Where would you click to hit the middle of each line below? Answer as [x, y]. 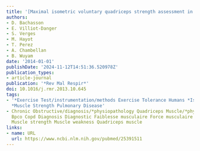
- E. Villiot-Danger [32, 28]
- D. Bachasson [25, 23]
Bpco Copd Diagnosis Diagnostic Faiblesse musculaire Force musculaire [102, 117]
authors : [17, 17]
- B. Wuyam [20, 56]
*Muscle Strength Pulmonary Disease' [58, 106]
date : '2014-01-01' [30, 61]
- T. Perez [20, 45]
